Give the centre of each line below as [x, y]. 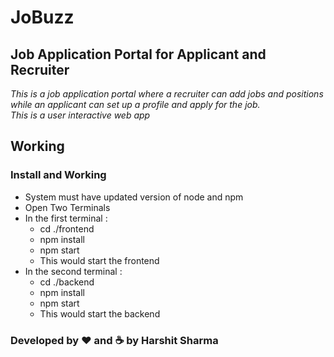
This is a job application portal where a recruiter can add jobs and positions [167, 94]
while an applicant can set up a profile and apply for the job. [135, 104]
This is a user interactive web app [80, 115]
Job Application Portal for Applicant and [138, 54]
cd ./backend [67, 282]
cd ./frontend [67, 228]
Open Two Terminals [67, 207]
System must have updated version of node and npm [134, 197]
